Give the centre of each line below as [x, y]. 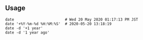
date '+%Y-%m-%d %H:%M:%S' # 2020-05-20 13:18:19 [58, 24]
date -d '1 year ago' [27, 32]
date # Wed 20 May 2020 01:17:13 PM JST [72, 19]
